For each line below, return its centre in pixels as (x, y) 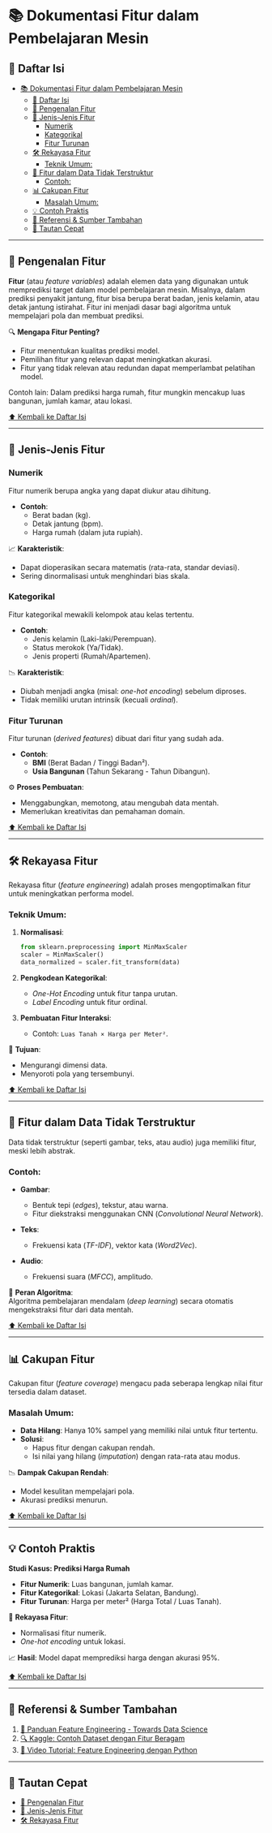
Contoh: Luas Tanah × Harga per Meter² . (100, 1033)
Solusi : (32, 1439)
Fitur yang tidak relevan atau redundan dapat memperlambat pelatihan (138, 368)
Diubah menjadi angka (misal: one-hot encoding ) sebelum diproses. (133, 691)
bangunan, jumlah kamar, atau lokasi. (70, 401)
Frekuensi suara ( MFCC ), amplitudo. (93, 1276)
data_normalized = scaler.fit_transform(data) (100, 962)
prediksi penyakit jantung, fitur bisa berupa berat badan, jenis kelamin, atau (134, 298)
